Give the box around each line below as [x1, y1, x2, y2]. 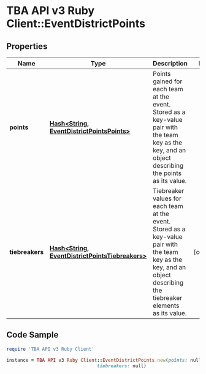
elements [153, 301, 180, 310]
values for [153, 194, 182, 203]
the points [153, 169, 182, 178]
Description [153, 59, 188, 67]
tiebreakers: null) [97, 362, 147, 369]
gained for [153, 77, 183, 86]
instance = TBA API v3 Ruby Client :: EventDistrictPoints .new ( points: [6, 357, 188, 363]
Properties [6, 41, 48, 51]
